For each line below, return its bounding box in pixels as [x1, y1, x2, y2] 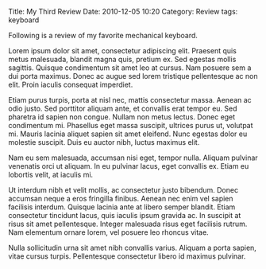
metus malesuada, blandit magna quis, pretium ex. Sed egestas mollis [8, 55, 237, 64]
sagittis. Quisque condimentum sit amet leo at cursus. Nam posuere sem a [8, 63, 252, 72]
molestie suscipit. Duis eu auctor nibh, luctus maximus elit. [8, 138, 200, 146]
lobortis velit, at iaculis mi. [8, 170, 94, 179]
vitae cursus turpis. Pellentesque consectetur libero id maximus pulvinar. [8, 251, 246, 261]
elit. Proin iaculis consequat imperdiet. [8, 80, 133, 89]
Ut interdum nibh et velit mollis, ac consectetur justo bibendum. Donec [8, 185, 239, 194]
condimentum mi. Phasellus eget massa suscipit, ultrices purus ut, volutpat [8, 121, 253, 130]
